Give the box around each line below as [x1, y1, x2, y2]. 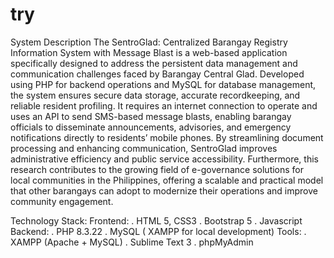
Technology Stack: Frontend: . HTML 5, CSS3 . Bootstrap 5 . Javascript [10, 214, 303, 227]
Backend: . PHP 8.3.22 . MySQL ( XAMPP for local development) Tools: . [10, 225, 307, 237]
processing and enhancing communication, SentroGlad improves [10, 142, 278, 154]
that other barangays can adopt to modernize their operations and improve [10, 184, 318, 197]
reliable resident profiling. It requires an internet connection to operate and [10, 99, 318, 112]
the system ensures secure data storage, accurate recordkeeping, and [10, 89, 301, 101]
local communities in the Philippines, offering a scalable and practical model [10, 174, 324, 186]
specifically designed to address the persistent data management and [10, 57, 298, 69]
